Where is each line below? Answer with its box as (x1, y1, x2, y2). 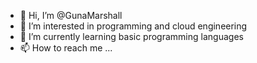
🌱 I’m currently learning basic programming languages (19, 31, 244, 42)
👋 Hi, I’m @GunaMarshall (19, 10, 123, 21)
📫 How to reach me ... (19, 42, 113, 54)
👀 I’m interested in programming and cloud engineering (19, 20, 248, 32)
